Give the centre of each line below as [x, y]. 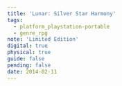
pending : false [29, 65]
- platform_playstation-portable [62, 26]
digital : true [28, 46]
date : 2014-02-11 [32, 71]
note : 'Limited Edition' [43, 40]
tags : [15, 20]
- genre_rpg [31, 33]
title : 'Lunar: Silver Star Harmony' [62, 14]
